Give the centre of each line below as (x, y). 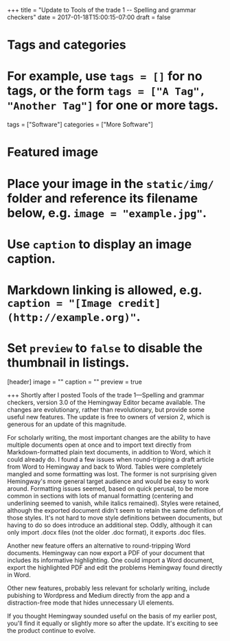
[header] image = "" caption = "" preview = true (74, 382)
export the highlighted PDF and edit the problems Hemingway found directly (115, 567)
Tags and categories (67, 45)
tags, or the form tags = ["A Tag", (106, 91)
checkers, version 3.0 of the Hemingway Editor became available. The (106, 402)
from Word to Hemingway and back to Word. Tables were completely (105, 467)
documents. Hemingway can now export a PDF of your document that (106, 552)
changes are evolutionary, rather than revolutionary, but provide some (106, 409)
